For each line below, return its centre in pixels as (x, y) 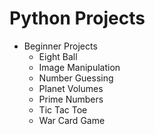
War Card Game (72, 120)
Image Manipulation (79, 67)
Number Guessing (76, 78)
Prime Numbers (71, 99)
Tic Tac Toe (63, 109)
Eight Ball (58, 56)
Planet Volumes (71, 88)
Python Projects (77, 18)
